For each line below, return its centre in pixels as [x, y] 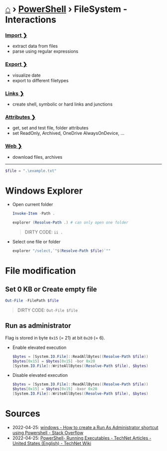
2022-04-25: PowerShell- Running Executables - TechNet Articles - [82, 438]
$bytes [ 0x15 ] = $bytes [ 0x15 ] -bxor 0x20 [55, 389]
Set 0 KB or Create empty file [51, 289]
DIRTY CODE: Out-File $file [47, 310]
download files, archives [37, 157]
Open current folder [33, 205]
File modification [41, 271]
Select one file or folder [37, 242]
